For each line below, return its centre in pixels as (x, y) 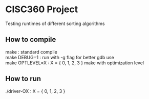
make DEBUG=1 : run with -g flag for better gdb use (60, 57)
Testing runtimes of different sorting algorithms (55, 23)
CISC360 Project (42, 9)
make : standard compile (31, 52)
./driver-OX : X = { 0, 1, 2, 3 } (35, 91)
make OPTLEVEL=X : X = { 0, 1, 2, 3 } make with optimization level (75, 63)
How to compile (31, 40)
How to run (23, 79)
